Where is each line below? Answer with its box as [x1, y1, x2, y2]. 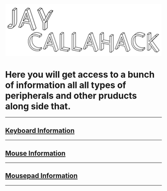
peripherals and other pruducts [5, 90, 137, 101]
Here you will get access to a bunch [5, 69, 155, 80]
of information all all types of [5, 79, 126, 91]
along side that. [5, 100, 71, 112]
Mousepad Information [5, 172, 78, 180]
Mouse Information [5, 149, 66, 158]
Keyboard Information [5, 126, 75, 135]
